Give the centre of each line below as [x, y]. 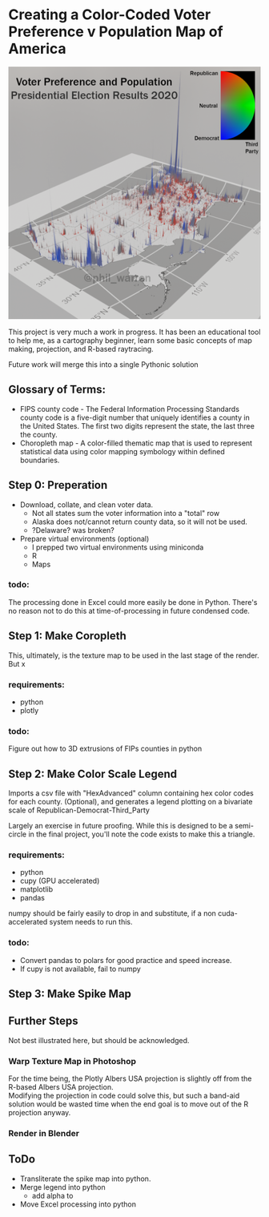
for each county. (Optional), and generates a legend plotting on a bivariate [130, 802]
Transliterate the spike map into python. [85, 1179]
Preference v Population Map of [116, 32]
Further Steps [43, 1021]
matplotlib [36, 889]
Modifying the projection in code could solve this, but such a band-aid [124, 1096]
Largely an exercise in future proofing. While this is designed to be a [121, 826]
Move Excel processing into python [78, 1204]
